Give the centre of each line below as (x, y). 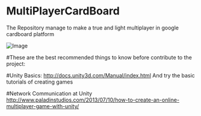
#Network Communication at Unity (49, 93)
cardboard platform (30, 34)
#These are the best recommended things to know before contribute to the (99, 57)
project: (16, 64)
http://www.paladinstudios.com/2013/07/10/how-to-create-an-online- (93, 100)
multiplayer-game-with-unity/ (43, 106)
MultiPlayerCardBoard (63, 11)
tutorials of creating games (40, 82)
